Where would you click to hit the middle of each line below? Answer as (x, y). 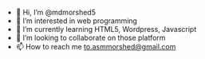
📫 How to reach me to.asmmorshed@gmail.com (96, 47)
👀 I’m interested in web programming (77, 21)
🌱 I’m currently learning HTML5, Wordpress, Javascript (106, 29)
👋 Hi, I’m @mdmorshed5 (55, 12)
